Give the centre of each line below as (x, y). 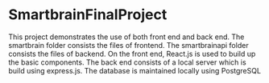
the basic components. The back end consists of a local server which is (128, 62)
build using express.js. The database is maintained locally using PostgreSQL (135, 70)
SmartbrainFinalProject (88, 15)
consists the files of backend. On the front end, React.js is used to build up (132, 53)
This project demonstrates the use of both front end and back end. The (126, 37)
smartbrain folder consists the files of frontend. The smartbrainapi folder (128, 45)
